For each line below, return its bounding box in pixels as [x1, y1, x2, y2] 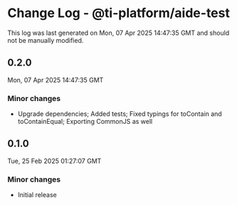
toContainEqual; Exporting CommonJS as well [17, 117, 153, 126]
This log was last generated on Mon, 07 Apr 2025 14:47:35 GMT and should [7, 28, 230, 37]
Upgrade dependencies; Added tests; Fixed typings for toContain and [17, 110, 222, 118]
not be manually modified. [7, 36, 84, 44]
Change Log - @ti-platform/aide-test [7, 5, 230, 21]
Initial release [17, 191, 57, 199]
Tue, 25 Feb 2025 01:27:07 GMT [7, 157, 102, 165]
